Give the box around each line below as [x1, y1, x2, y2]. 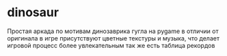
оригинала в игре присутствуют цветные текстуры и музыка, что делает [7, 34, 220, 42]
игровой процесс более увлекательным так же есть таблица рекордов [7, 41, 215, 49]
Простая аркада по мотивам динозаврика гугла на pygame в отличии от [7, 27, 219, 35]
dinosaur [7, 5, 59, 20]
